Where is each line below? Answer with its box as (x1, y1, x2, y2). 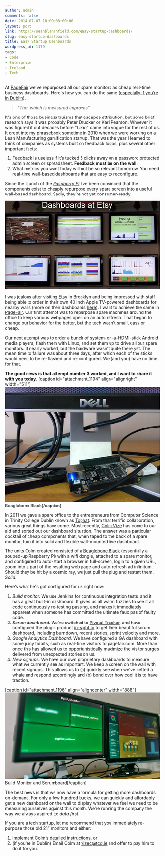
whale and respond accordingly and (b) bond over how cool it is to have (12, 672, 158, 678)
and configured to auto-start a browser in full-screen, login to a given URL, (5, 558, 156, 564)
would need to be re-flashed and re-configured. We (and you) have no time (5, 355, 158, 361)
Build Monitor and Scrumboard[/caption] (5, 780, 87, 786)
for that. (5, 361, 21, 367)
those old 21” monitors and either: (23, 825, 92, 831)
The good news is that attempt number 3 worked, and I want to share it (5, 370, 152, 376)
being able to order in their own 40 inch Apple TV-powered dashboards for (5, 299, 157, 305)
